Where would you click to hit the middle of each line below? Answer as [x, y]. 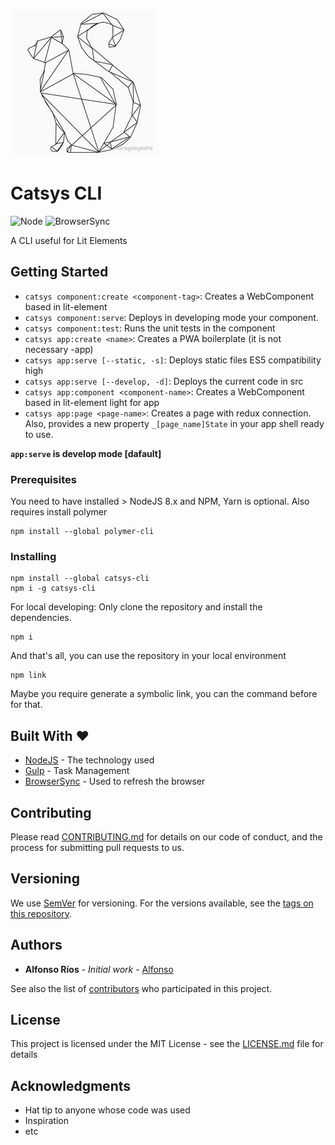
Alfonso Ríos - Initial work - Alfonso [99, 969]
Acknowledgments [71, 1085]
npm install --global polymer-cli [82, 532]
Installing [33, 556]
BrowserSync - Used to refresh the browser [115, 781]
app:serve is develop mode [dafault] [86, 453]
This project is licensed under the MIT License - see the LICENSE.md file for [167, 1044]
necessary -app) [59, 349]
